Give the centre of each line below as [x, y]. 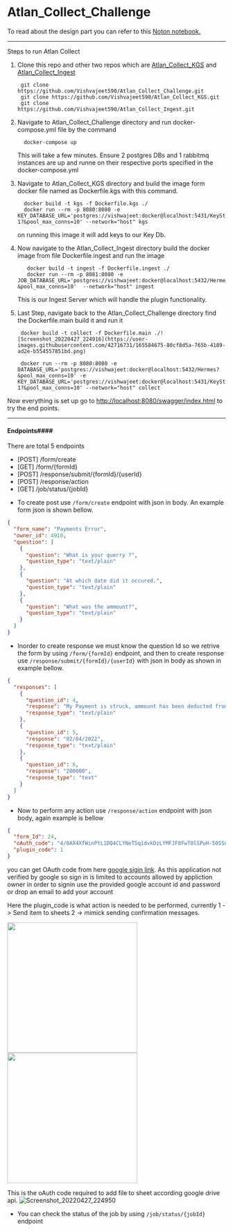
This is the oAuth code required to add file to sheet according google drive [114, 1192]
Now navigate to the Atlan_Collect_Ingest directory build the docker [113, 248]
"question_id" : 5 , [52, 732]
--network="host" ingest [119, 286]
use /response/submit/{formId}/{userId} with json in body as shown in [119, 660]
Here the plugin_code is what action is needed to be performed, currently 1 [114, 905]
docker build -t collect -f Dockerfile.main [86, 333]
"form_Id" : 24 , [35, 837]
